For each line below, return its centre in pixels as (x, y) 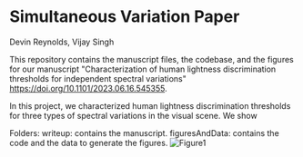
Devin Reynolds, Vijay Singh (62, 42)
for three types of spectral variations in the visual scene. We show (133, 115)
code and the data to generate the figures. (89, 142)
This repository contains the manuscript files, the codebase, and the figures (151, 59)
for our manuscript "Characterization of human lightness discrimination (143, 69)
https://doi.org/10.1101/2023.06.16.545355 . (89, 88)
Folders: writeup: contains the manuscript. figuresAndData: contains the (144, 132)
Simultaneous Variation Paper (125, 17)
